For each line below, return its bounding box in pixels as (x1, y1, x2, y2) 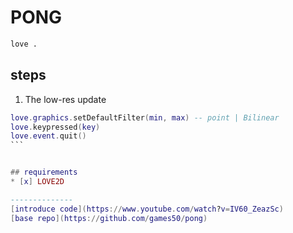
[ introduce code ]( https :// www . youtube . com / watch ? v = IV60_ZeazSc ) (10, 204, 284, 214)
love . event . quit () (10, 131, 87, 141)
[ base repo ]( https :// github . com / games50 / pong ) (10, 213, 208, 223)
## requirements (10, 167, 78, 178)
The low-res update (24, 93, 107, 105)
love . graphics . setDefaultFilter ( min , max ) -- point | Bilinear (10, 112, 280, 123)
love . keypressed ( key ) (10, 122, 101, 132)
